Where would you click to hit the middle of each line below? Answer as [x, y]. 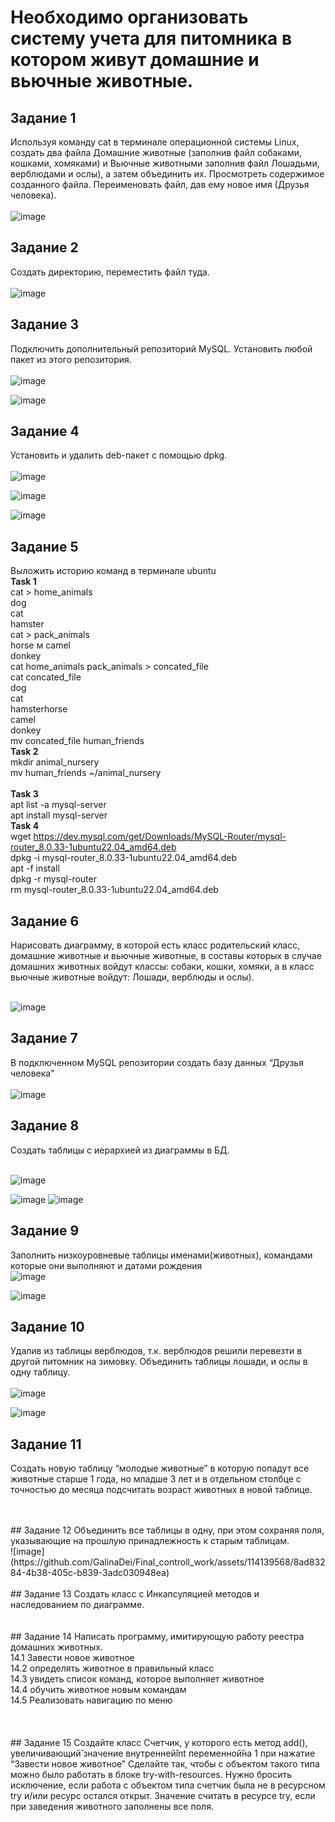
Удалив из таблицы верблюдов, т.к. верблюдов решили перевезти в [156, 1351]
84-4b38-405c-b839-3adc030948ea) [90, 1573]
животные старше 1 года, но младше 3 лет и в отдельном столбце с [156, 1479]
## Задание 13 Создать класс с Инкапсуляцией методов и [135, 1594]
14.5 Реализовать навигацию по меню [91, 1700]
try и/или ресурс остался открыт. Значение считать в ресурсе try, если [163, 1796]
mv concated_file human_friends [77, 741]
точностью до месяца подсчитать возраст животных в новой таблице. [161, 1490]
